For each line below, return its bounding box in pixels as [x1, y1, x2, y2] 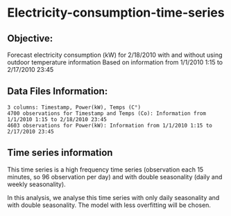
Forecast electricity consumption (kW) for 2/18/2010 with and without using [7, 51, 223, 59]
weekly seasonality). [7, 180, 66, 188]
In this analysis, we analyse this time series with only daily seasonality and [7, 193, 220, 201]
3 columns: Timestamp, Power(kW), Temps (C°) [7, 104, 141, 111]
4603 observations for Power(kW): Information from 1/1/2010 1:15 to [7, 122, 213, 129]
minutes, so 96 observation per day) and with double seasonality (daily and [7, 172, 223, 181]
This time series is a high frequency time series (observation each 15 [7, 165, 204, 174]
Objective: [7, 33, 53, 44]
